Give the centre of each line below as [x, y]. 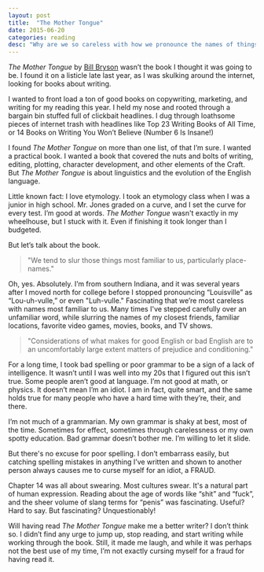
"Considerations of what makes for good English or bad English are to [140, 341]
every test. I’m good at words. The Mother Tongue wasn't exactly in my [123, 213]
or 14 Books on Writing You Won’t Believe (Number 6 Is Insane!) [111, 133]
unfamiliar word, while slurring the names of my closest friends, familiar [124, 317]
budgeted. [25, 230]
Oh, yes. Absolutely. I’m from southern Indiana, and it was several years [124, 284]
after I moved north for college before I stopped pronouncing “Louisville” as [130, 293]
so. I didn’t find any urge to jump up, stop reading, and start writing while [126, 534]
